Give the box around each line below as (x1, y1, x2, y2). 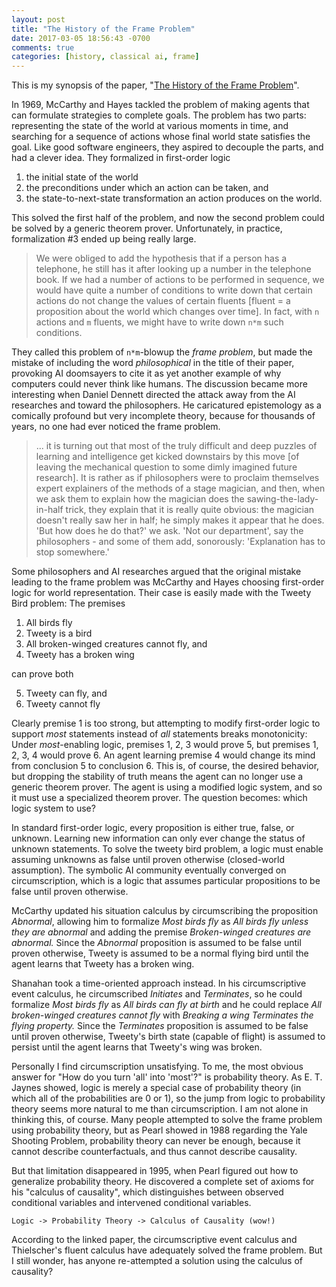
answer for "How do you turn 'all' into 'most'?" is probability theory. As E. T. (11, 1071, 323, 1083)
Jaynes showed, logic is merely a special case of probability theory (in (11, 1082, 302, 1094)
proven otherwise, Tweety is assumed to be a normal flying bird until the (11, 947, 309, 960)
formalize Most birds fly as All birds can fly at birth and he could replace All (11, 999, 322, 1011)
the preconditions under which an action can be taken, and (25, 182, 269, 194)
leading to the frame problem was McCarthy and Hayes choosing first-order (11, 576, 325, 588)
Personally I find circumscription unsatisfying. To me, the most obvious (11, 1061, 304, 1073)
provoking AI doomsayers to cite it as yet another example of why (11, 367, 282, 380)
